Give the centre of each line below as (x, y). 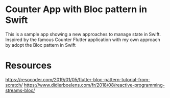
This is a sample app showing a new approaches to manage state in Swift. (83, 34)
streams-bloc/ (20, 90)
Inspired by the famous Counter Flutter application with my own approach (83, 40)
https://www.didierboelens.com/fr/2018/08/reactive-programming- (94, 85)
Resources (29, 66)
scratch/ (14, 85)
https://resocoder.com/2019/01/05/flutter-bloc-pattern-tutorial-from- (78, 79)
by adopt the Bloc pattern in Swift (41, 45)
